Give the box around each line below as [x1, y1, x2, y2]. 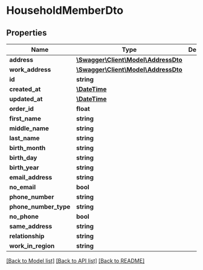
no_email [9, 183, 36, 191]
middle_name [9, 124, 50, 133]
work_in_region [9, 242, 55, 250]
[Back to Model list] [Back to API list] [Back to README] [6, 257, 145, 264]
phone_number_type [9, 202, 71, 211]
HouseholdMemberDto [6, 4, 124, 17]
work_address [9, 66, 51, 74]
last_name [9, 134, 40, 142]
